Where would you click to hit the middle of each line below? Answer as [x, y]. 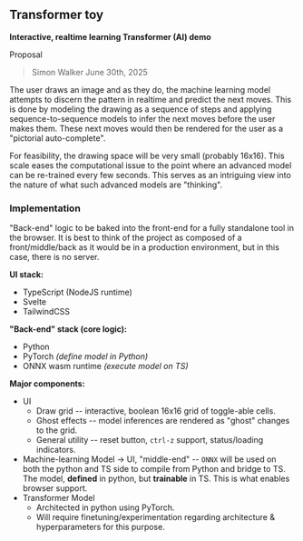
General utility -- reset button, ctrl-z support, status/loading [150, 440]
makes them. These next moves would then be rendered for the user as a [147, 128]
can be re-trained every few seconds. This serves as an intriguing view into [151, 175]
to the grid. [57, 430]
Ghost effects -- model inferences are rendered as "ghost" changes [163, 421]
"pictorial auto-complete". [58, 138]
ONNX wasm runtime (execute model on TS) [105, 366]
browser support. [55, 488]
